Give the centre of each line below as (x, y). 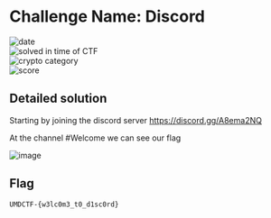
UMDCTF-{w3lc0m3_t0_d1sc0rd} (64, 204)
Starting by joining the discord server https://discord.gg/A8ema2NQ (135, 120)
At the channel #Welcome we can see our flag (95, 138)
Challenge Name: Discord (107, 17)
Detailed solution (58, 99)
